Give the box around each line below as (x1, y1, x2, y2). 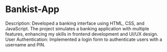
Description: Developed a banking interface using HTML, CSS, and (5, 20, 145, 26)
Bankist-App (5, 4, 59, 15)
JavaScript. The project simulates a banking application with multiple (5, 25, 149, 31)
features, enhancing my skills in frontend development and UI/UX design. (5, 31, 158, 37)
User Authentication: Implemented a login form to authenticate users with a (5, 36, 162, 42)
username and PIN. (5, 41, 46, 47)
